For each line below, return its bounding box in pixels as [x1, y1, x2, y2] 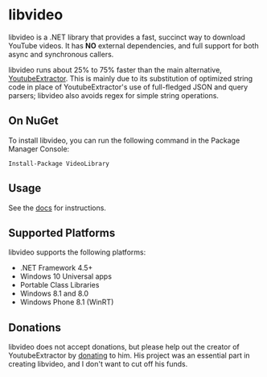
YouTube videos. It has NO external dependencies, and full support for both [8, 40, 259, 50]
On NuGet [8, 114, 59, 128]
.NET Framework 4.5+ [19, 263, 93, 273]
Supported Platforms [8, 226, 116, 239]
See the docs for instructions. [8, 203, 107, 213]
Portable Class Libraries [19, 280, 100, 290]
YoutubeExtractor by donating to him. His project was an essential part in [8, 350, 251, 360]
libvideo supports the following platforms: [8, 247, 146, 257]
